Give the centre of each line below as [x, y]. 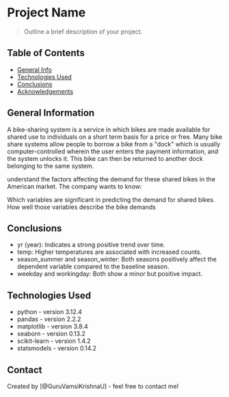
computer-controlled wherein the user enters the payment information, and [113, 151]
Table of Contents [46, 53]
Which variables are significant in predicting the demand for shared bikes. [111, 199]
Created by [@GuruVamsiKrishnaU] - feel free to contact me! [93, 386]
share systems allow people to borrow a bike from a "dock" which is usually [114, 144]
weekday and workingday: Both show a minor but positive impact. [110, 274]
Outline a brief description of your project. [83, 31]
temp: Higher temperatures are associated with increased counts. [109, 252]
